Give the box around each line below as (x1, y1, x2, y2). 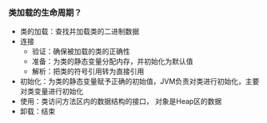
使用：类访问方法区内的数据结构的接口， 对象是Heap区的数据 (19, 97, 222, 106)
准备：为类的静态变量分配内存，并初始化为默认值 (31, 57, 193, 66)
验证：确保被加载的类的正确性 (31, 46, 130, 57)
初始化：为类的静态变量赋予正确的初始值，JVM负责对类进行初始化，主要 (19, 77, 260, 86)
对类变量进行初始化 (19, 86, 84, 97)
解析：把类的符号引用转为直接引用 (31, 66, 145, 77)
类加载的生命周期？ (8, 6, 82, 18)
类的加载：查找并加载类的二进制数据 (19, 26, 140, 37)
